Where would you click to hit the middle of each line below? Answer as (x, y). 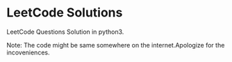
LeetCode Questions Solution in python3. (65, 32)
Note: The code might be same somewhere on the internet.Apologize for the (116, 45)
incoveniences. (28, 52)
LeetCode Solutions (65, 13)
